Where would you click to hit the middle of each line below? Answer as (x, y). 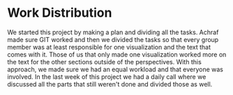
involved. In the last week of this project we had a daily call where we (107, 76)
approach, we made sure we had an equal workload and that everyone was (115, 69)
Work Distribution (60, 13)
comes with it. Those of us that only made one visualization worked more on (117, 54)
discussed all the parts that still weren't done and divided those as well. (110, 84)
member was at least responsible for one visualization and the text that (109, 47)
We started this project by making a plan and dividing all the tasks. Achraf (113, 32)
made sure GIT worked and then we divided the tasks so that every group (113, 39)
